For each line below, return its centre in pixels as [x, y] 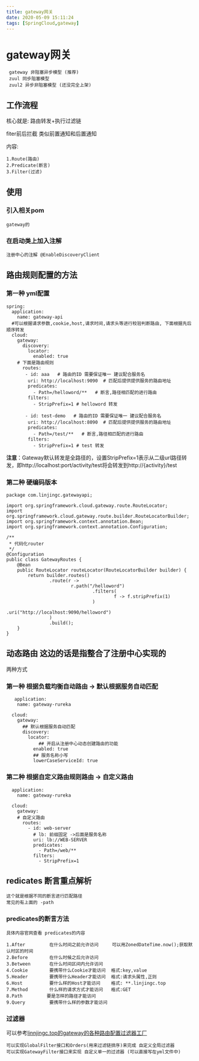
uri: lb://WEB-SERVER [60, 840]
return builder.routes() [59, 576]
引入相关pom [25, 211]
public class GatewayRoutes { [44, 560]
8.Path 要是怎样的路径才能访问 [51, 996]
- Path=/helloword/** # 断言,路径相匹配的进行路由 [95, 392]
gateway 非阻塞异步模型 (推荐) [44, 72]
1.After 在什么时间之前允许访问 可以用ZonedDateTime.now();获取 [97, 945]
